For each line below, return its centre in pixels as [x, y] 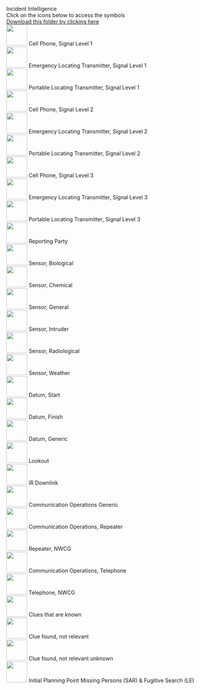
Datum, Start [44, 395]
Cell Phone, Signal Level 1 [60, 44]
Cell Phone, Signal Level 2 [61, 109]
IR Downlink [43, 483]
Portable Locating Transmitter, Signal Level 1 [84, 88]
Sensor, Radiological [54, 351]
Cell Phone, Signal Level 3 [61, 175]
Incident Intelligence [32, 9]
